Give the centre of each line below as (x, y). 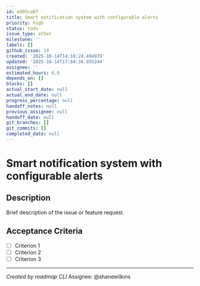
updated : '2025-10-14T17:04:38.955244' (56, 61)
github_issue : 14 (28, 51)
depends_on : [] (25, 78)
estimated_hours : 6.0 (33, 73)
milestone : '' (24, 39)
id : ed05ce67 (22, 12)
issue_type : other (29, 34)
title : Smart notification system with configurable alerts (82, 17)
